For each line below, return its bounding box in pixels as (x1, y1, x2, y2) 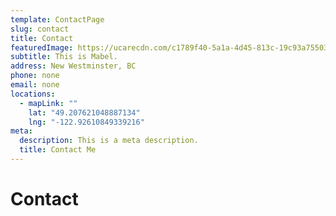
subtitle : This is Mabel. (10, 52, 118, 62)
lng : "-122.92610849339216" (28, 117, 145, 127)
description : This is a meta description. (19, 136, 199, 146)
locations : (10, 89, 56, 99)
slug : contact (10, 24, 70, 34)
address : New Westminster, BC (10, 61, 137, 71)
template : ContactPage (10, 14, 105, 25)
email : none (10, 80, 60, 90)
